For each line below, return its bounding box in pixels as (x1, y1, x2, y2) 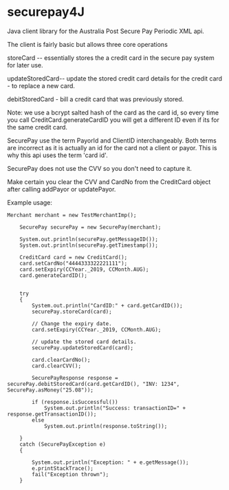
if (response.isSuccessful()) (32, 398, 118, 405)
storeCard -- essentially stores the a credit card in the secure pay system (7, 53, 215, 62)
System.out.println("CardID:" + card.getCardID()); (32, 302, 184, 309)
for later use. (7, 61, 43, 69)
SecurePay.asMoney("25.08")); (7, 387, 94, 394)
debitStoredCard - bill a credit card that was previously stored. (7, 94, 184, 103)
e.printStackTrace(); (32, 465, 94, 472)
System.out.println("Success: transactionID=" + (43, 405, 186, 411)
